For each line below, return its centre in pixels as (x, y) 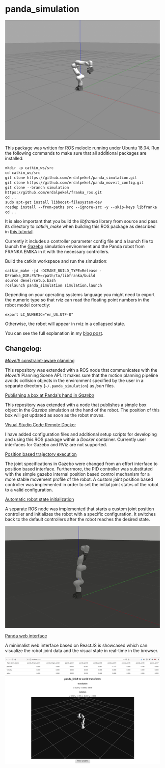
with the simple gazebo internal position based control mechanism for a (77, 474)
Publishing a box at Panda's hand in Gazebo (50, 395)
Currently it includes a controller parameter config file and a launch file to (79, 241)
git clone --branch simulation (37, 188)
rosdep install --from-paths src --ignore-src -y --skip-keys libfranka (81, 207)
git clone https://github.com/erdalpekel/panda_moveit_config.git (74, 183)
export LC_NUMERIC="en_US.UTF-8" (39, 315)
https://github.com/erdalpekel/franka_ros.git (54, 192)
